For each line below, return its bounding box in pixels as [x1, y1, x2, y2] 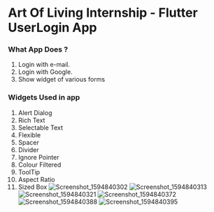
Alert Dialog [17, 108, 52, 116]
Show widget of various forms [17, 75, 106, 84]
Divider [17, 145, 39, 154]
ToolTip [17, 167, 41, 176]
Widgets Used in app [8, 93, 80, 103]
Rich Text [17, 116, 45, 124]
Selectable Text [17, 123, 64, 132]
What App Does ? [8, 45, 69, 54]
